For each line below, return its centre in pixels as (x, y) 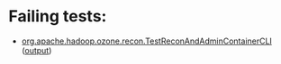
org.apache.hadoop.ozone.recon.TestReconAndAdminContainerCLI (146, 41)
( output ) (36, 50)
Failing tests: (58, 16)
